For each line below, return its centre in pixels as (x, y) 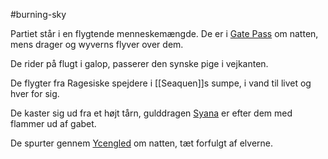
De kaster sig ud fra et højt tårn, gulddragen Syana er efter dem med (151, 113)
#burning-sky (38, 14)
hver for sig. (35, 93)
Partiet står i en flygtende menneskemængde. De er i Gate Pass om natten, (164, 33)
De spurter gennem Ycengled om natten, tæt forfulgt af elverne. (142, 143)
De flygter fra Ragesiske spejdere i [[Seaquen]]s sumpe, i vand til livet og (161, 83)
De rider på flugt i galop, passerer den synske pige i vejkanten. (139, 63)
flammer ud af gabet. (53, 123)
